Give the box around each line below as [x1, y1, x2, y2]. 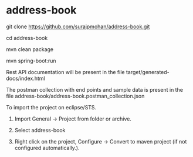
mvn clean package [6, 45, 54, 53]
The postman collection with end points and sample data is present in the [6, 86, 184, 93]
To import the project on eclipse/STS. [6, 103, 97, 111]
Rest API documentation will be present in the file [6, 68, 125, 75]
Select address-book [14, 126, 66, 133]
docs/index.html [6, 75, 45, 82]
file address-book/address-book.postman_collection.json [6, 92, 145, 99]
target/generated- [126, 68, 170, 75]
